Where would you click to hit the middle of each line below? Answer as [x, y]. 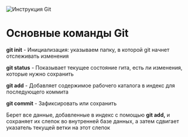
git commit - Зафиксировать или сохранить [61, 103]
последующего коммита [37, 92]
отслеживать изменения [38, 56]
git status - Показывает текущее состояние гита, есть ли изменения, [94, 67]
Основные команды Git [67, 33]
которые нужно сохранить [40, 74]
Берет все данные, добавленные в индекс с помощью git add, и [88, 115]
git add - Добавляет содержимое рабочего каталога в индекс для [90, 85]
